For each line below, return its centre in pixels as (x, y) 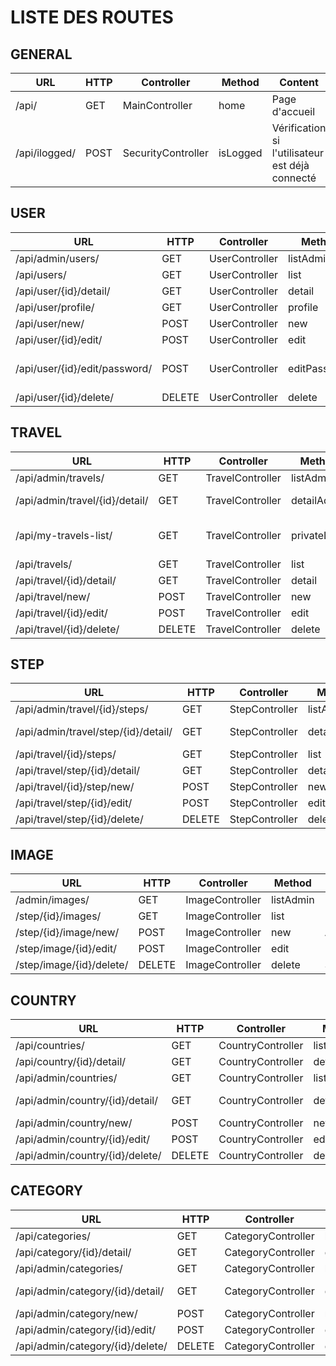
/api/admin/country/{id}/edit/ (83, 1139)
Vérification (299, 128)
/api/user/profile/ (55, 307)
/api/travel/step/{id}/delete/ (79, 819)
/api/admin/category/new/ (76, 1313)
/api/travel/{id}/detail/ (66, 580)
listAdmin (293, 900)
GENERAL (41, 54)
